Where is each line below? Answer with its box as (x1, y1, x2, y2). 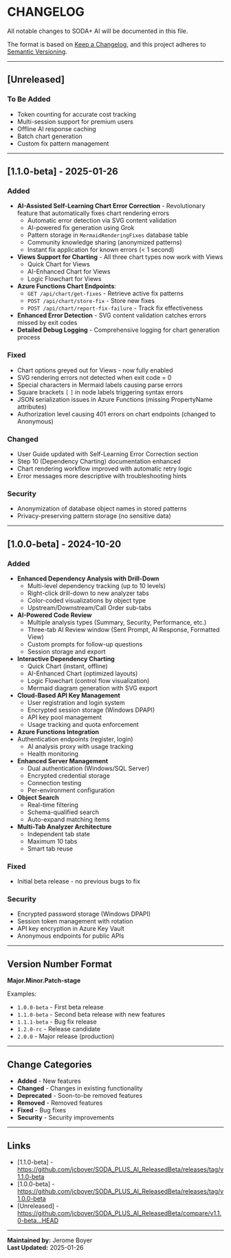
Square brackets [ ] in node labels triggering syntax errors (16, 387, 184, 396)
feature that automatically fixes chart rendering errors (16, 209, 170, 217)
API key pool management (27, 712, 102, 721)
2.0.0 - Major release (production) (16, 1032, 115, 1041)
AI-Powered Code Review (16, 611, 92, 619)
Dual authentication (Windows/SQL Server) (27, 764, 150, 772)
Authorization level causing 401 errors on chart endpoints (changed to (16, 409, 216, 418)
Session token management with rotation (16, 917, 133, 925)
